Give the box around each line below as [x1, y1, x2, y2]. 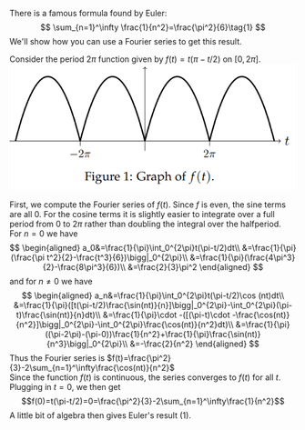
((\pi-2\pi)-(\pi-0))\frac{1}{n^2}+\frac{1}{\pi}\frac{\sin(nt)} [45, 329, 261, 340]
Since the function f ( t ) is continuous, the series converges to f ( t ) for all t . [9, 372, 281, 383]
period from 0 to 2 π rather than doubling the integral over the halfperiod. [9, 218, 282, 230]
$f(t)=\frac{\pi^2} [107, 353, 171, 364]
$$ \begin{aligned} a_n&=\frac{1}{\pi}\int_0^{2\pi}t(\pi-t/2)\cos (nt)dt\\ [21, 290, 285, 301]
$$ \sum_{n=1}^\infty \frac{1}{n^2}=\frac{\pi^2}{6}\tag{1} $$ [40, 22, 266, 33]
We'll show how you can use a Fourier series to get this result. [9, 36, 243, 46]
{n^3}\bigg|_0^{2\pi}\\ [46, 338, 128, 349]
